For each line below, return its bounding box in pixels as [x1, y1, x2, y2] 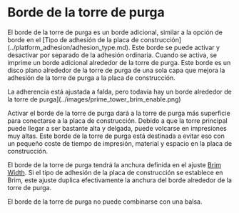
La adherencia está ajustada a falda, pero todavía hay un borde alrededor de [7, 87, 232, 96]
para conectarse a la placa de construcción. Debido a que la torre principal [7, 116, 228, 125]
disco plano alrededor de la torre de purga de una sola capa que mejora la [7, 66, 225, 74]
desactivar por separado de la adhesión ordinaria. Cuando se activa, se [7, 51, 218, 59]
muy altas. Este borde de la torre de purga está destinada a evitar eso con [7, 132, 225, 140]
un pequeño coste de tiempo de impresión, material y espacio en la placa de [7, 139, 233, 147]
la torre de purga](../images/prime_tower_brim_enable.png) [7, 94, 181, 104]
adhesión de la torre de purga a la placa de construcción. [7, 73, 176, 82]
